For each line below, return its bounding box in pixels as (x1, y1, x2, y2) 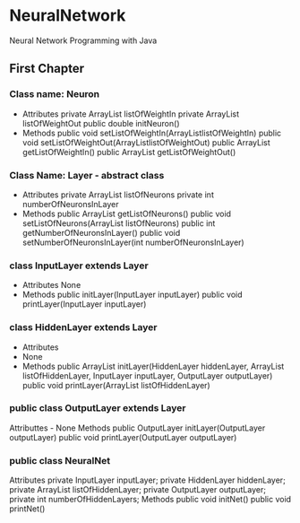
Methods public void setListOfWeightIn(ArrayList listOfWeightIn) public (21, 127, 282, 138)
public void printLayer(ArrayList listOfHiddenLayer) (21, 379, 210, 390)
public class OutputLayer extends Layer (9, 402, 186, 414)
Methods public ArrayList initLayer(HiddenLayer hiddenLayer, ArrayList (21, 361, 285, 371)
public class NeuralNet (9, 454, 110, 466)
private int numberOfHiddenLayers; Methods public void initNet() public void (9, 494, 292, 505)
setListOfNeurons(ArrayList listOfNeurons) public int (21, 217, 216, 229)
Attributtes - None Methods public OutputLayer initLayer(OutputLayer (9, 423, 266, 433)
